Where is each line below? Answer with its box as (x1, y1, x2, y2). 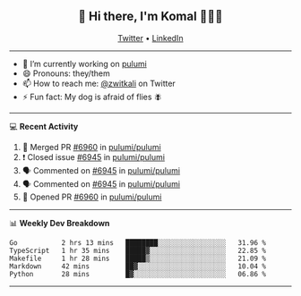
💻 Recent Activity (9, 121, 79, 131)
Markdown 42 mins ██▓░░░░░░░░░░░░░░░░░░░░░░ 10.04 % (9, 261, 267, 271)
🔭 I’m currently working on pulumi (21, 58, 148, 69)
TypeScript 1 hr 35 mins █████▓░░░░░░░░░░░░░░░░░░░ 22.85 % (9, 246, 267, 255)
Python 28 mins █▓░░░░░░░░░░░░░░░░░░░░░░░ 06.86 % (9, 269, 267, 278)
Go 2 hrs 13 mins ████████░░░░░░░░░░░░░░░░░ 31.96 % (9, 238, 267, 247)
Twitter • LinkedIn (117, 32, 184, 43)
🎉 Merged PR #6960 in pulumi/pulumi (21, 141, 161, 152)
